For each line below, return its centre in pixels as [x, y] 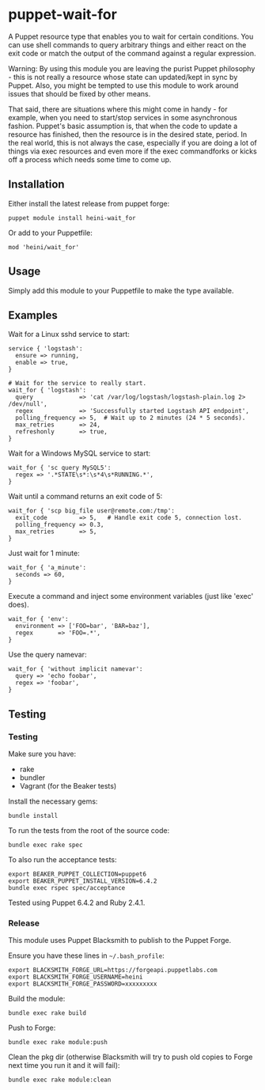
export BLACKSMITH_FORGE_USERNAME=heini [76, 977]
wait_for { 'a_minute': [47, 568]
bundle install [33, 816]
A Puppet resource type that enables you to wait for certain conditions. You [131, 36]
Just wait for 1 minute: [44, 553]
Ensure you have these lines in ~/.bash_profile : [86, 956]
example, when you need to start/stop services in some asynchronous [123, 117]
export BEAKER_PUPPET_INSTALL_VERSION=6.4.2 [83, 881]
